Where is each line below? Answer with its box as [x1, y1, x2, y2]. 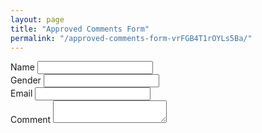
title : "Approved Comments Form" [10, 24, 150, 34]
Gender [10, 74, 42, 86]
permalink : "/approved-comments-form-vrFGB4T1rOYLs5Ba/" [10, 33, 253, 43]
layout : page [10, 14, 65, 25]
